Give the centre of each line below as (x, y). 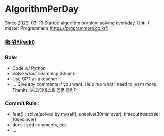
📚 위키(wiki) (20, 42)
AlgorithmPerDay (42, 9)
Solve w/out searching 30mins (44, 74)
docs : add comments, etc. (40, 125)
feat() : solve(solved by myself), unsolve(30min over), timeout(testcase (85, 114)
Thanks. (21, 90)
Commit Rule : (22, 103)
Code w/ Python (29, 68)
